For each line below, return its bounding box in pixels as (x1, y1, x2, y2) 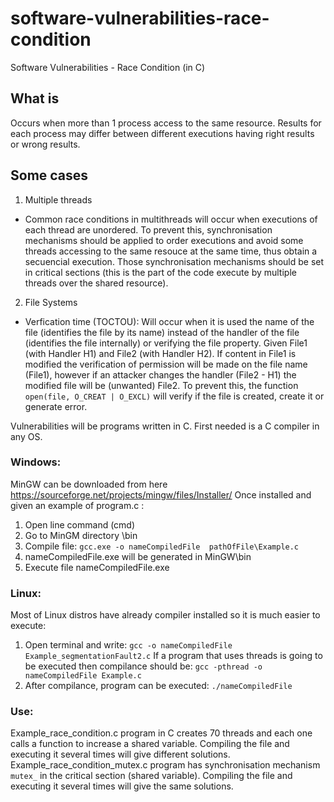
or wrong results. (10, 138, 81, 150)
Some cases (10, 167, 89, 184)
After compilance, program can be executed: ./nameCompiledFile (24, 680, 293, 692)
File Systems (24, 296, 78, 308)
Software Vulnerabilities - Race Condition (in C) (10, 61, 206, 73)
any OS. (10, 430, 43, 442)
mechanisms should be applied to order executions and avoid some (24, 234, 304, 246)
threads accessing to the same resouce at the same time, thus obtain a (24, 245, 318, 257)
